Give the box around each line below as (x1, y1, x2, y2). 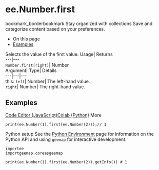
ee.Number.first (5, 4, 75, 15)
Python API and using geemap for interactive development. (5, 136, 127, 142)
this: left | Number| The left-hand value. (5, 78, 90, 84)
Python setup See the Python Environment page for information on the (5, 131, 154, 137)
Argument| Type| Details (5, 67, 57, 74)
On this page (12, 36, 40, 42)
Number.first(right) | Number (5, 62, 69, 68)
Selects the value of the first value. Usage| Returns (5, 51, 113, 57)
